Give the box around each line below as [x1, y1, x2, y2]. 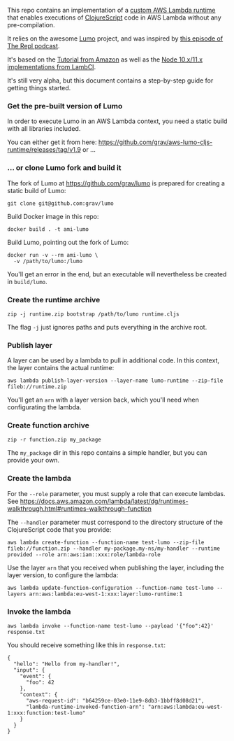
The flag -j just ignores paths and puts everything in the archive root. [7, 323, 207, 331]
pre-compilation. [7, 21, 55, 29]
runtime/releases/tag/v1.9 [7, 146, 82, 154]
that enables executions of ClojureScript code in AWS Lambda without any [7, 13, 221, 22]
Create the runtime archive [7, 295, 101, 304]
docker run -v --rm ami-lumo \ [7, 251, 98, 258]
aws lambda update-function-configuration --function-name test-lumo [7, 584, 214, 591]
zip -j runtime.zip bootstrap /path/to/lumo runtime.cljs [7, 311, 180, 318]
